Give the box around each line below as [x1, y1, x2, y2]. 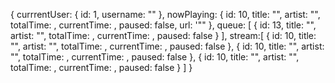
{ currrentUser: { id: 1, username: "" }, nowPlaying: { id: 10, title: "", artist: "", [10, 9, 321, 20]
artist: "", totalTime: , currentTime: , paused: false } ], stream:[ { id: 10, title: [10, 30, 317, 41]
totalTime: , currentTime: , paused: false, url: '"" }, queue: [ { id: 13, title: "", [10, 19, 317, 31]
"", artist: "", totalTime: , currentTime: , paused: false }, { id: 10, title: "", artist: [10, 40, 325, 52]
